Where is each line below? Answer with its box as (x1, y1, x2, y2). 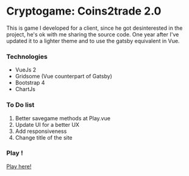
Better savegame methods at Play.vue (15, 114, 111, 122)
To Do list (6, 101, 35, 109)
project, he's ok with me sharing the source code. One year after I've (6, 30, 179, 38)
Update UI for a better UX (15, 121, 80, 128)
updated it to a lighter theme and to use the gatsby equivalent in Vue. (6, 37, 180, 44)
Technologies (6, 52, 48, 61)
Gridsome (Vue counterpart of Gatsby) (15, 73, 113, 80)
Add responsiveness (15, 127, 67, 135)
